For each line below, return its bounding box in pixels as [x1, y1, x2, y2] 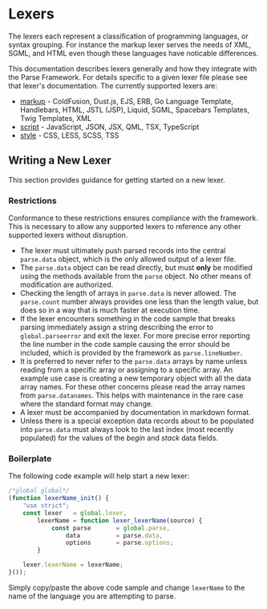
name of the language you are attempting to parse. [8, 591, 176, 601]
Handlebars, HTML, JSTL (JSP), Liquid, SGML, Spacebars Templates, [19, 105, 250, 115]
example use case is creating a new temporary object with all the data [19, 373, 252, 383]
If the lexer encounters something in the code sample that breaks [19, 314, 236, 324]
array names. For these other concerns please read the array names [19, 382, 246, 392]
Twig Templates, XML [19, 113, 92, 123]
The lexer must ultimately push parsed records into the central [19, 246, 226, 256]
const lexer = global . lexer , [22, 509, 127, 517]
